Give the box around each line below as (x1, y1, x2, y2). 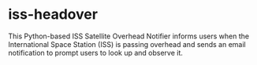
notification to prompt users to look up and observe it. (8, 48, 184, 57)
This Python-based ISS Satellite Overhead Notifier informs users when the (8, 31, 250, 41)
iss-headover (8, 5, 99, 23)
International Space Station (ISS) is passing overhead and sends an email (8, 39, 246, 49)
